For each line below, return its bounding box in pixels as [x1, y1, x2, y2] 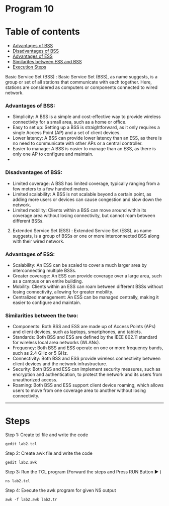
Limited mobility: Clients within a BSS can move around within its [12, 207, 147, 213]
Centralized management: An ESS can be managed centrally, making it [12, 294, 159, 300]
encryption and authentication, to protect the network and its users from [12, 371, 162, 377]
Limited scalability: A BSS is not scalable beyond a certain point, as [12, 191, 152, 197]
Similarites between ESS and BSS [12, 59, 82, 65]
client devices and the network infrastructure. [12, 361, 107, 367]
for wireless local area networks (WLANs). [12, 340, 101, 346]
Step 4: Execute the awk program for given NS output [5, 487, 117, 493]
